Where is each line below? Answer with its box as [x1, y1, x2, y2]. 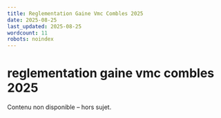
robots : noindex [7, 36, 54, 43]
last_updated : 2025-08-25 [7, 23, 81, 30]
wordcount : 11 [7, 29, 48, 37]
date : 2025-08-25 [7, 17, 57, 23]
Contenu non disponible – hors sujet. [7, 103, 112, 111]
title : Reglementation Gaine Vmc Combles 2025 [7, 10, 144, 17]
